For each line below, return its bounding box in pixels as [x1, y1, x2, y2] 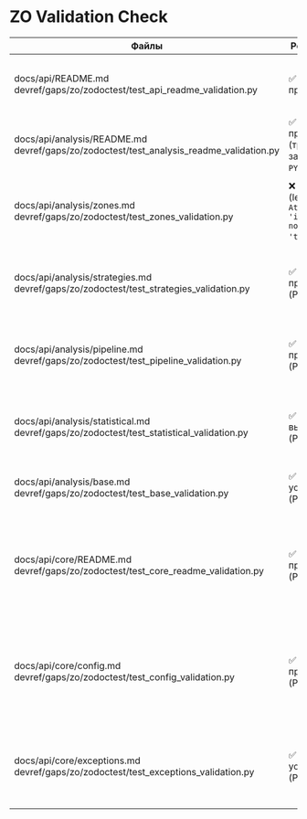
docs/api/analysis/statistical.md [14, 414, 151, 427]
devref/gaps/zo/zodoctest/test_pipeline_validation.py [14, 354, 242, 367]
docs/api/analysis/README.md [14, 133, 148, 145]
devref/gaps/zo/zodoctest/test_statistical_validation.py [14, 426, 249, 439]
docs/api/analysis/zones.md [14, 198, 135, 211]
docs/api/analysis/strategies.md [14, 271, 153, 283]
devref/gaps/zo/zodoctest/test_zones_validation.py [14, 210, 234, 223]
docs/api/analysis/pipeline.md [14, 343, 143, 356]
